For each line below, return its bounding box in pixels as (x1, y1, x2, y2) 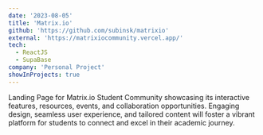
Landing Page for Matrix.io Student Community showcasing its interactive (8, 92, 249, 102)
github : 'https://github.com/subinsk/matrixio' (8, 26, 170, 34)
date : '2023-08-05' (8, 11, 73, 20)
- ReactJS (15, 48, 48, 56)
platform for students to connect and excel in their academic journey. (8, 118, 235, 127)
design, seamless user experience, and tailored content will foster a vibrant (8, 109, 255, 119)
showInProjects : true (8, 71, 80, 79)
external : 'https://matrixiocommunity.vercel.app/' (8, 33, 183, 42)
